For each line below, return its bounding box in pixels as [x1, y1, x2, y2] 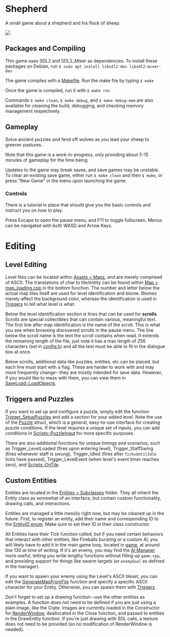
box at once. [5, 349, 31, 355]
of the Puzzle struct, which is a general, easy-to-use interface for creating [5, 419, 160, 425]
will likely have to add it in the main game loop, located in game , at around [5, 542, 160, 548]
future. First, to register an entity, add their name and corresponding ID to [5, 516, 159, 522]
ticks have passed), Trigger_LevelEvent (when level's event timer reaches [5, 456, 159, 462]
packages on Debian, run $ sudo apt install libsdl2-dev [5, 63, 127, 69]
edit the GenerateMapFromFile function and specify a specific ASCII [5, 578, 148, 585]
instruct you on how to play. [5, 207, 63, 213]
